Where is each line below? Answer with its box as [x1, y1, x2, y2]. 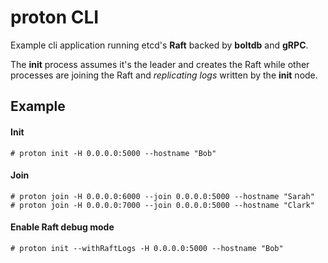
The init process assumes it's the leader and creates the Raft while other [10, 58, 310, 70]
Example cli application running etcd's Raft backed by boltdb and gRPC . [10, 39, 309, 51]
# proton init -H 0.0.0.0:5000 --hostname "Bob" [10, 148, 217, 158]
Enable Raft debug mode [10, 221, 115, 233]
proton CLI [10, 6, 100, 29]
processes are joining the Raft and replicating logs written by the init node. [10, 69, 318, 81]
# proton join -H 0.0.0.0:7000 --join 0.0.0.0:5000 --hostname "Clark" [10, 200, 315, 210]
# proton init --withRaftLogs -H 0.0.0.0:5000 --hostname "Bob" [10, 243, 284, 253]
